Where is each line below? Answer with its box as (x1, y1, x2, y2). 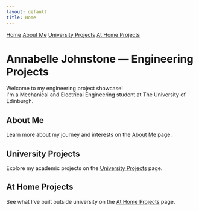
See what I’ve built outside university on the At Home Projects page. (6, 198, 175, 205)
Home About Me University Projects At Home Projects (6, 31, 141, 38)
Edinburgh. (6, 98, 34, 105)
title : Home (6, 14, 36, 20)
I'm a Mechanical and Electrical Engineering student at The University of (6, 91, 186, 98)
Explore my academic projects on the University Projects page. (6, 165, 163, 172)
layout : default (6, 8, 47, 15)
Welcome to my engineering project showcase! (6, 85, 124, 92)
